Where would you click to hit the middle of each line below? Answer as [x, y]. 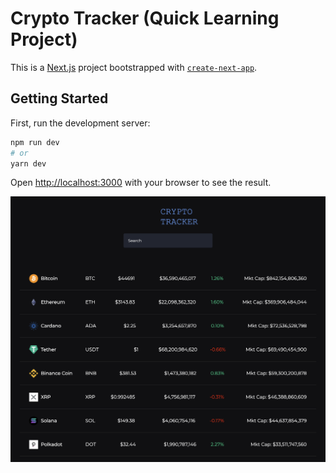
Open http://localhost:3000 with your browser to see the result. [141, 183]
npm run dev [35, 142]
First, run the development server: [80, 123]
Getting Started [59, 98]
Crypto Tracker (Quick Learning [145, 18]
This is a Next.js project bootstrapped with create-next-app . [134, 67]
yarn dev [28, 163]
